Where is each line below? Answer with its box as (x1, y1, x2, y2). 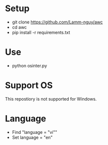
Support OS (5, 80, 53, 91)
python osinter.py (12, 62, 47, 68)
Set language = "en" (12, 134, 53, 140)
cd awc (12, 24, 27, 30)
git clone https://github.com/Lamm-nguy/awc (12, 19, 103, 25)
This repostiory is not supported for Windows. (5, 96, 97, 102)
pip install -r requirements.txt (12, 29, 70, 35)
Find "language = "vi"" (12, 129, 57, 135)
